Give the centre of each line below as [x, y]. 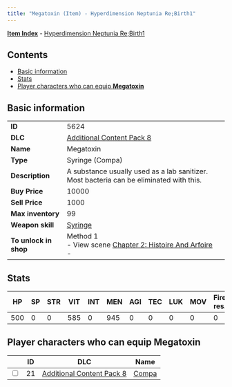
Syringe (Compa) [95, 160]
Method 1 [83, 236]
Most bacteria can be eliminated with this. [134, 180]
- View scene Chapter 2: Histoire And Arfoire [139, 245]
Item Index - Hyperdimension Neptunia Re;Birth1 [76, 33]
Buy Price [27, 191]
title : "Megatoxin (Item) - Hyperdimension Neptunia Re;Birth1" [101, 13]
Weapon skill [32, 225]
